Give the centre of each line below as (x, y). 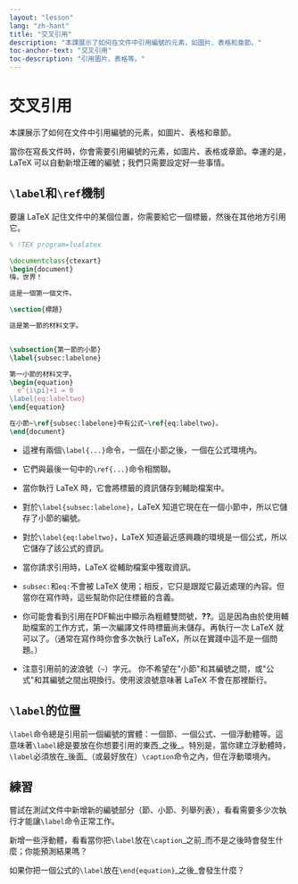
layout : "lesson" (41, 17)
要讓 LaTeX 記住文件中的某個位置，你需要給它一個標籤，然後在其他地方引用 (148, 216)
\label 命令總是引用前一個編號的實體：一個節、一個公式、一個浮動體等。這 (146, 734)
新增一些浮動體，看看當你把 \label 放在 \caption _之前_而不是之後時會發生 (143, 840)
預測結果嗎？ (63, 851)
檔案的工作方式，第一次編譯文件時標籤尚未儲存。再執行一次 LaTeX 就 (157, 627)
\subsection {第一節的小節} (55, 349)
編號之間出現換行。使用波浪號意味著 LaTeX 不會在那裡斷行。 (161, 680)
